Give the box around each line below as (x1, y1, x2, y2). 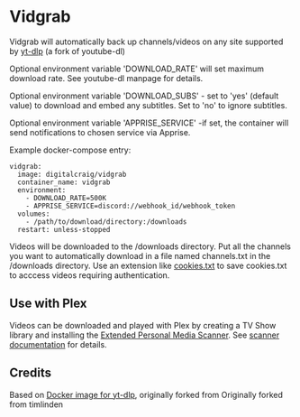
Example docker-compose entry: (9, 144, 132, 155)
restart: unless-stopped (17, 225, 111, 234)
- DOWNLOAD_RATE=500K (25, 193, 106, 202)
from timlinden (9, 399, 64, 410)
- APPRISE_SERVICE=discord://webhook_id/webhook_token (25, 201, 236, 210)
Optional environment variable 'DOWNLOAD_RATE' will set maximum (9, 63, 264, 74)
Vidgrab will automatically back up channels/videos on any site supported (9, 36, 284, 47)
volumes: (17, 209, 50, 218)
